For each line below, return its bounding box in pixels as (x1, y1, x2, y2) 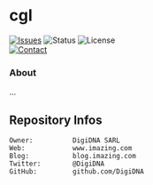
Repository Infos (9, 112, 103, 127)
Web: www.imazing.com (9, 144, 133, 153)
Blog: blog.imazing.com (9, 152, 137, 161)
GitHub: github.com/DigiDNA (9, 167, 144, 176)
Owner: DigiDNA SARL (9, 136, 121, 145)
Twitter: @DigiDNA (9, 159, 104, 169)
